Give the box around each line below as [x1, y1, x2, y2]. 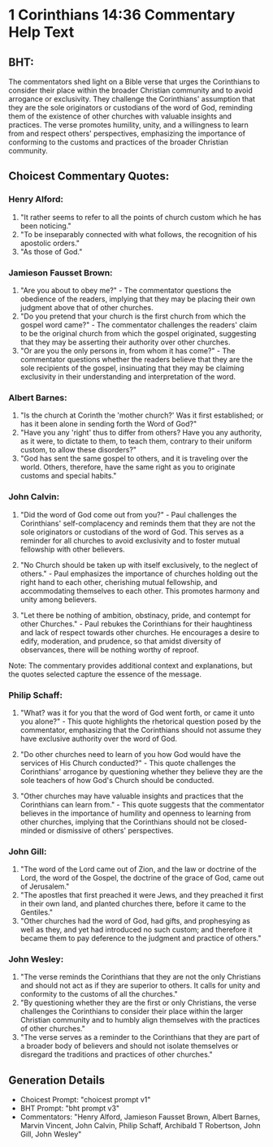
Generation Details [8, 1073, 106, 1087]
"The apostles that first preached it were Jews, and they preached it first [19, 890, 264, 900]
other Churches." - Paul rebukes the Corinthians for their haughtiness [19, 619, 253, 629]
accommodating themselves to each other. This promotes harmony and [19, 586, 260, 595]
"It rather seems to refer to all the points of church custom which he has [19, 212, 262, 222]
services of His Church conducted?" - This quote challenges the [19, 758, 236, 768]
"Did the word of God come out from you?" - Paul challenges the [19, 509, 237, 519]
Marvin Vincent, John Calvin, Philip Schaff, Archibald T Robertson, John [19, 1121, 262, 1131]
